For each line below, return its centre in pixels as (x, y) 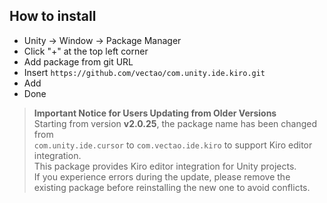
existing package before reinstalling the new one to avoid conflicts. (172, 187)
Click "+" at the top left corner (86, 51)
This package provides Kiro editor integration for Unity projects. (165, 166)
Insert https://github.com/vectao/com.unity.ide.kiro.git (144, 72)
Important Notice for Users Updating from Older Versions (155, 113)
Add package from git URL (78, 61)
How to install (53, 16)
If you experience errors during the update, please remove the (162, 176)
